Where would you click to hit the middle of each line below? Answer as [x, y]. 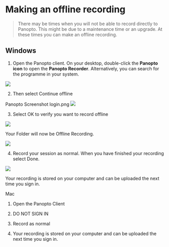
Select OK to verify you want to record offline [60, 114]
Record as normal [31, 223]
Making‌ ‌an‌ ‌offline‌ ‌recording [65, 9]
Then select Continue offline [43, 93]
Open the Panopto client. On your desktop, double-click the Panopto [85, 63]
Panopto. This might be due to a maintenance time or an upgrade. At [90, 29]
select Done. [26, 159]
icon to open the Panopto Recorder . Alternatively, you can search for [86, 68]
